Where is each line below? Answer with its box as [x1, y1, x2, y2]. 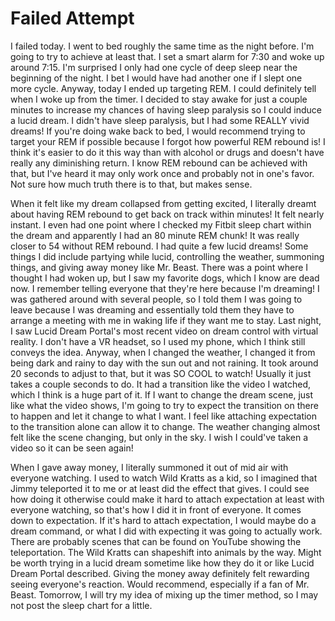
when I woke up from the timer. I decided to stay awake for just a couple [10, 93, 308, 105]
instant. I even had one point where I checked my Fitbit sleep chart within [10, 218, 312, 231]
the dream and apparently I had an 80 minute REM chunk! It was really [10, 229, 300, 241]
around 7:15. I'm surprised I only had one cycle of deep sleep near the [10, 61, 298, 73]
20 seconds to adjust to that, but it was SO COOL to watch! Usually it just [10, 367, 312, 379]
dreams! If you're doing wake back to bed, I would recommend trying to [10, 125, 306, 137]
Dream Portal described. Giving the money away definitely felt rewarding [10, 567, 310, 579]
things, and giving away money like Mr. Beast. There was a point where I [10, 261, 309, 273]
